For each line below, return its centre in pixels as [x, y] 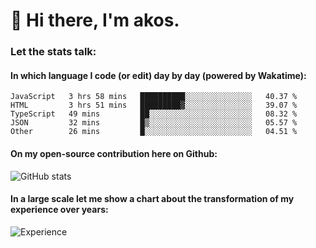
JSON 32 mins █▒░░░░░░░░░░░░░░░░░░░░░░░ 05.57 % [154, 123]
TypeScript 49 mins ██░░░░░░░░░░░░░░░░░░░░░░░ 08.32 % [154, 114]
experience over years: [59, 210]
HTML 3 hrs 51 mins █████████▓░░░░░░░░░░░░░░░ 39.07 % [154, 105]
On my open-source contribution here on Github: [114, 153]
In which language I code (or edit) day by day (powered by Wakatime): [158, 75]
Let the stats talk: [53, 52]
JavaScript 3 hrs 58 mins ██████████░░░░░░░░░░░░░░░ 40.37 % [154, 97]
